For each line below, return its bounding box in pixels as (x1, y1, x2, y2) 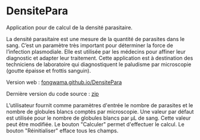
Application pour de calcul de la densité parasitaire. (6, 24, 133, 31)
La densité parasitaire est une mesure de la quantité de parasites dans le (6, 35, 185, 42)
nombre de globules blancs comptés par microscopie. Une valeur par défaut (6, 108, 194, 115)
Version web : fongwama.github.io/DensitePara (6, 79, 122, 86)
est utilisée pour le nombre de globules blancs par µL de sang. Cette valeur (6, 114, 191, 122)
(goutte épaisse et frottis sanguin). (6, 67, 91, 74)
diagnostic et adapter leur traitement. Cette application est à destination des (6, 54, 193, 61)
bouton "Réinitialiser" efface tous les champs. (6, 127, 119, 134)
